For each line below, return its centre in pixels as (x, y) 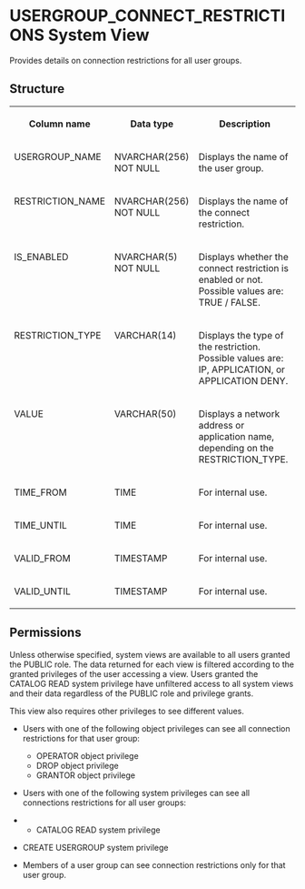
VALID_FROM (42, 558)
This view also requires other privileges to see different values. (127, 711)
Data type (152, 124)
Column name (59, 124)
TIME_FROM (40, 492)
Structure (37, 89)
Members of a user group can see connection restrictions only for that (154, 864)
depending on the (236, 448)
